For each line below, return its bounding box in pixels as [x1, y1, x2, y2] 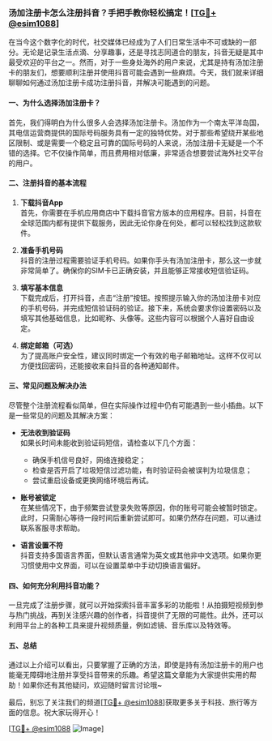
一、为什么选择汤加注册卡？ [8, 97, 101, 107]
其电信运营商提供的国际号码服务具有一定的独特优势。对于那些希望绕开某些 [8, 127, 257, 137]
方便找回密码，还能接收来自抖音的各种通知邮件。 [19, 361, 184, 370]
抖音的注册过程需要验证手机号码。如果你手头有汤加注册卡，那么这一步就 [19, 255, 261, 265]
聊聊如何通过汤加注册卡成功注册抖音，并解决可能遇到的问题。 [8, 78, 215, 88]
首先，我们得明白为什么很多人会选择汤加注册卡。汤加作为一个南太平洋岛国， [8, 118, 264, 127]
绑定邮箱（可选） [19, 341, 78, 350]
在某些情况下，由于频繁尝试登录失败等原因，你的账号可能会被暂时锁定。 [19, 503, 261, 512]
